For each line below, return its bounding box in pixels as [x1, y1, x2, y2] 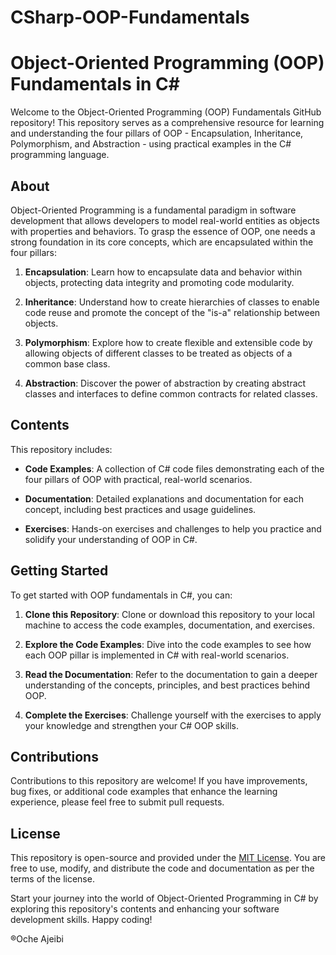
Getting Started [10, 562, 109, 580]
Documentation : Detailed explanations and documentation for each [24, 492, 304, 505]
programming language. [10, 149, 110, 161]
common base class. [24, 357, 111, 370]
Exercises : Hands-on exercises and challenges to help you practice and [24, 522, 322, 535]
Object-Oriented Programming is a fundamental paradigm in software [10, 204, 297, 216]
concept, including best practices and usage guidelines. [24, 503, 257, 515]
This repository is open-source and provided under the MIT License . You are [10, 852, 326, 864]
